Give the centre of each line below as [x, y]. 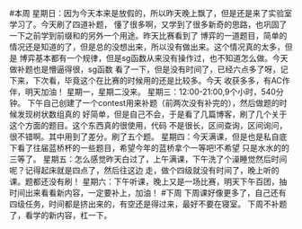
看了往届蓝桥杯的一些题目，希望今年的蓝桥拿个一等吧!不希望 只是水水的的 [153, 148]
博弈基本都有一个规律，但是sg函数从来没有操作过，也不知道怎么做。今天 [154, 58]
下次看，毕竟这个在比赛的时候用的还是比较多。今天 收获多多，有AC [158, 80]
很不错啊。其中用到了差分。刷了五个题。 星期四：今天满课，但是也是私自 [144, 137]
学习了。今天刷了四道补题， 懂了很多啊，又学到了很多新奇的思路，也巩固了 [148, 24]
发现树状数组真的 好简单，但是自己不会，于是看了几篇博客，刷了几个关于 [152, 114]
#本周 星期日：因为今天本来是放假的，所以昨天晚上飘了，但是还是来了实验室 [151, 13]
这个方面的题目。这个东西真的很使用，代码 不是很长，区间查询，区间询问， [148, 125]
